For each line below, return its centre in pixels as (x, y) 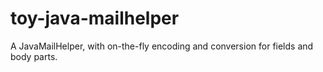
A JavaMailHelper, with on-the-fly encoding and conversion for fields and (162, 46)
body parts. (34, 56)
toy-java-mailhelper (95, 18)
